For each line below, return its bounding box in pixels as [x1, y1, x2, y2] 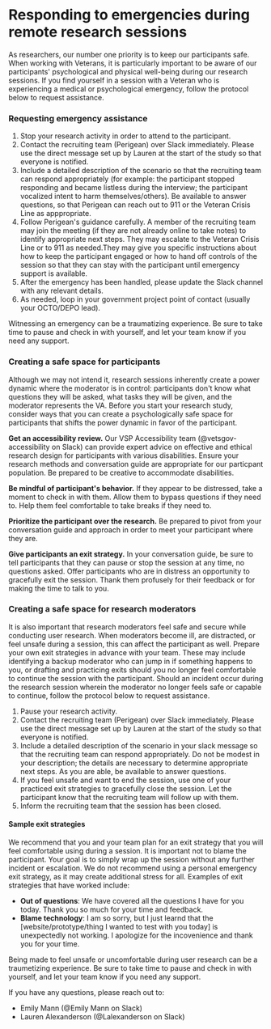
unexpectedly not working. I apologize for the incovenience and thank [19, 930, 253, 940]
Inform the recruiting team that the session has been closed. [19, 801, 222, 811]
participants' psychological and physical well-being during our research [8, 66, 248, 76]
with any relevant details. [19, 286, 104, 296]
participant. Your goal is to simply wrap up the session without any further [8, 855, 255, 865]
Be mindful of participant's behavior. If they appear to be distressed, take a [8, 483, 263, 493]
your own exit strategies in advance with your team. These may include [8, 647, 246, 657]
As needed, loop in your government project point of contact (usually [19, 294, 251, 304]
